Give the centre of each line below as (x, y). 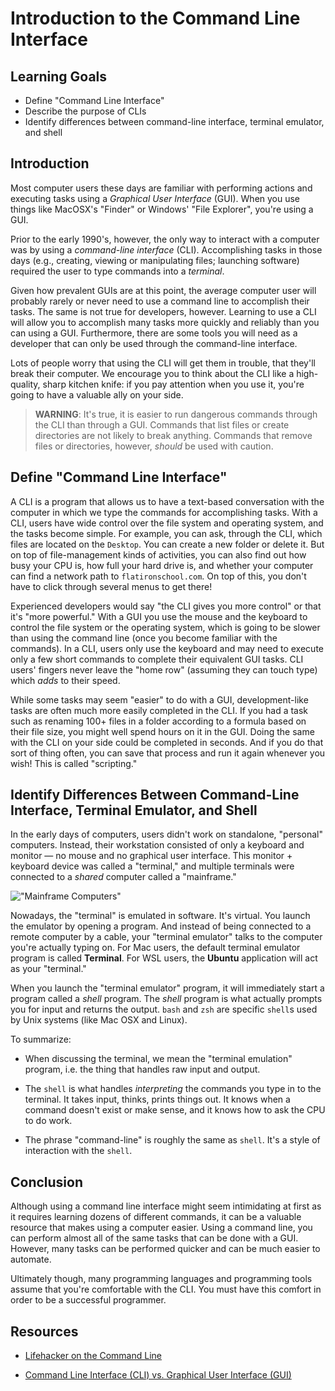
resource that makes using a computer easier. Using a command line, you (161, 1228)
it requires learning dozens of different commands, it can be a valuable (156, 1217)
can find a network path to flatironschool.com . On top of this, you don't (158, 576)
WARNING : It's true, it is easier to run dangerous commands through (176, 414)
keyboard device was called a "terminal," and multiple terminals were (152, 866)
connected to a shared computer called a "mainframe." (123, 877)
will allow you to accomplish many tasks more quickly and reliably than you (165, 322)
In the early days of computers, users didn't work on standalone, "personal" (166, 834)
